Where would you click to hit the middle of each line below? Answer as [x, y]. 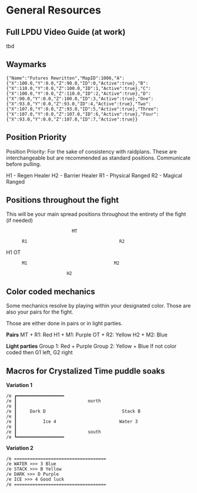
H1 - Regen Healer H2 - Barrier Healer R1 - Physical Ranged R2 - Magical [94, 175]
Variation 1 [19, 385]
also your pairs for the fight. [40, 312]
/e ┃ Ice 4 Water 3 [72, 422]
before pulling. [24, 164]
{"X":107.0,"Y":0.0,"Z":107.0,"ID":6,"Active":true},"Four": [83, 114]
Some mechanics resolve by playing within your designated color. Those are [98, 306]
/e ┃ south [54, 432]
